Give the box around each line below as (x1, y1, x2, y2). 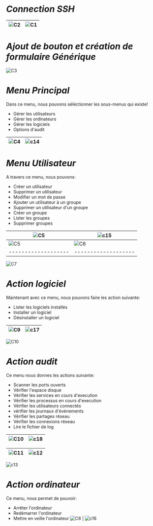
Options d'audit (13, 126, 45, 132)
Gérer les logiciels (13, 121, 50, 127)
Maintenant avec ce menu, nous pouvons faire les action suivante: (6, 295, 140, 301)
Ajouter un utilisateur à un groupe (13, 199, 81, 205)
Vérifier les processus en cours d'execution (13, 397, 102, 403)
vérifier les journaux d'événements (13, 408, 84, 414)
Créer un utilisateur (13, 184, 53, 189)
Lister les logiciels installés (13, 304, 68, 310)
